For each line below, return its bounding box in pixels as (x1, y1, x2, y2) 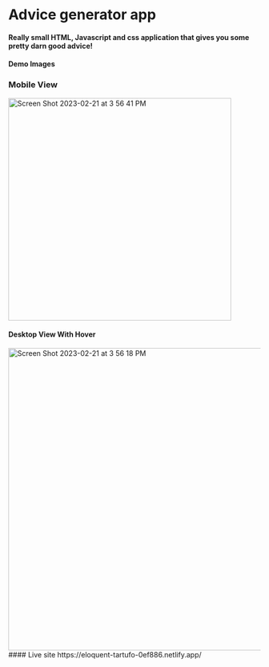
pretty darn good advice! (8, 41, 94, 50)
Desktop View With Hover (8, 330, 96, 339)
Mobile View (8, 79, 58, 90)
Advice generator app (8, 6, 156, 24)
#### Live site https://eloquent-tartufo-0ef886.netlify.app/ (8, 649, 202, 659)
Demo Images (8, 59, 55, 69)
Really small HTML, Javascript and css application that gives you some (8, 32, 250, 42)
